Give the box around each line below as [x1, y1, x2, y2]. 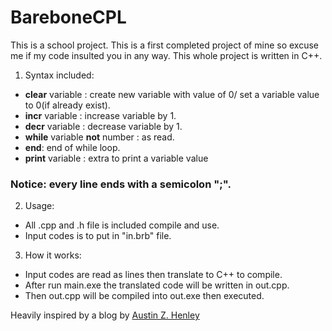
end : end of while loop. [24, 141, 121, 153]
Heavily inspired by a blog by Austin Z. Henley [10, 309, 200, 321]
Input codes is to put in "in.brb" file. [24, 230, 172, 242]
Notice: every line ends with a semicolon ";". [10, 177, 232, 191]
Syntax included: [24, 69, 95, 81]
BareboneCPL [10, 6, 127, 29]
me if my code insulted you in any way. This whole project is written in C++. [10, 49, 323, 61]
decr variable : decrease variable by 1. [24, 120, 183, 132]
